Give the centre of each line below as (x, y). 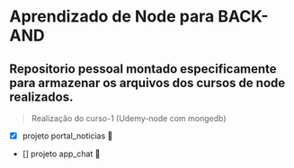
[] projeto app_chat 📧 (61, 154)
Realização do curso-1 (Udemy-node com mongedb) (129, 118)
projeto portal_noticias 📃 (67, 136)
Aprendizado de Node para (112, 17)
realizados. (41, 97)
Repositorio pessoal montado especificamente (143, 69)
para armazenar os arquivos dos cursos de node (147, 83)
